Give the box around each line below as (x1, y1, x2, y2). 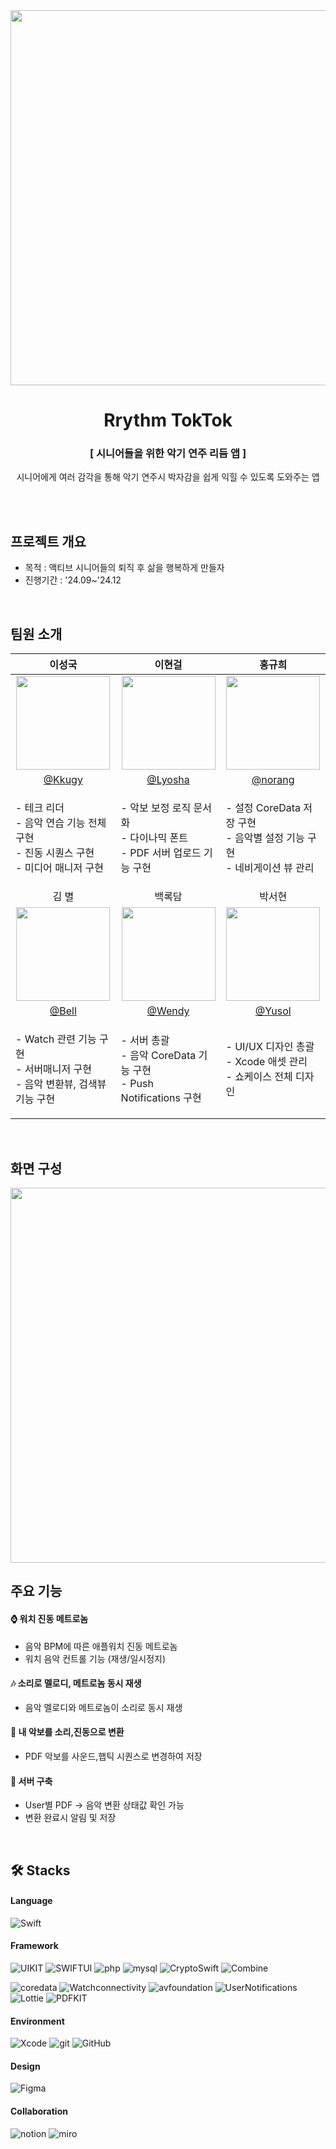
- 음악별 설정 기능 (225, 831, 305, 845)
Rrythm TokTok (103, 409, 233, 432)
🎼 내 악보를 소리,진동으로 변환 (10, 1726, 125, 1738)
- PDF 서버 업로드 (120, 846, 202, 860)
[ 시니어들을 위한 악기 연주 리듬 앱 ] (89, 447, 247, 461)
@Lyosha (146, 773, 190, 787)
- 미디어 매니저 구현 (15, 861, 105, 875)
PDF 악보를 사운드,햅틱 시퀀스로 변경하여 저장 (24, 1750, 203, 1762)
